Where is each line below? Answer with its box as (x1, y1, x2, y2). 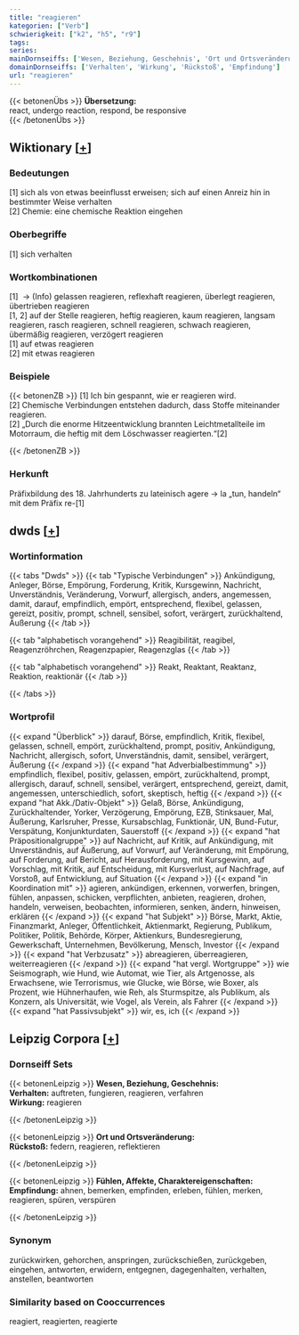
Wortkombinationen (9, 271, 98, 283)
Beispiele (9, 370, 51, 382)
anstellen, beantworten (9, 1274, 94, 1284)
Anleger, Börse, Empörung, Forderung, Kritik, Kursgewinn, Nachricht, (9, 580, 263, 591)
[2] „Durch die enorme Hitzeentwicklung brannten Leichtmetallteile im (9, 419, 265, 430)
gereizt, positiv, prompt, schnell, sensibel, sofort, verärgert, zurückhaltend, (9, 608, 283, 619)
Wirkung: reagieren (9, 1097, 83, 1108)
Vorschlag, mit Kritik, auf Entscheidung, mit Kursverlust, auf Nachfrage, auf (9, 864, 285, 874)
